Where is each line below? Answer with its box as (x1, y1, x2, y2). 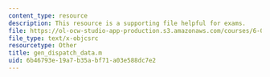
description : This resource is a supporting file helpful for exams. (8, 19, 247, 27)
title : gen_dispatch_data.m (8, 49, 103, 57)
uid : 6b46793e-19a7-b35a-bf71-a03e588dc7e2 (8, 57, 157, 65)
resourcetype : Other (8, 42, 78, 50)
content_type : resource (8, 11, 88, 20)
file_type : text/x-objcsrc (8, 34, 99, 43)
